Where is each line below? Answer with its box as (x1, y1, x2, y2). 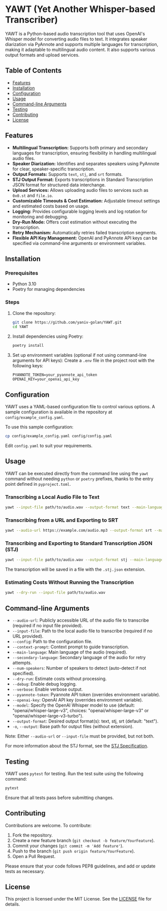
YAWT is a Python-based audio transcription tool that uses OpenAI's (5, 30, 145, 36)
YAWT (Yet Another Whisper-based (5, 3, 156, 15)
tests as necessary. (5, 868, 45, 874)
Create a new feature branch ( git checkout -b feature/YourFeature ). (12, 837, 155, 843)
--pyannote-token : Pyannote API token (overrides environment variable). (12, 692, 161, 698)
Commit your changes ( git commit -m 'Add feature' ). (12, 843, 124, 849)
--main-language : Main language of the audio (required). (12, 649, 128, 655)
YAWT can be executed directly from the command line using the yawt (5, 470, 149, 476)
